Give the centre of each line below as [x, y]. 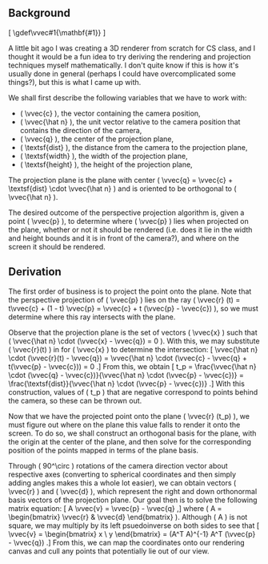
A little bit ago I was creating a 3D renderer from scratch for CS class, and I [132, 48]
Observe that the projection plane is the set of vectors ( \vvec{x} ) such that [133, 332]
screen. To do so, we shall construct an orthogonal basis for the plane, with [132, 433]
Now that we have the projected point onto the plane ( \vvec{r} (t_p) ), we [129, 416]
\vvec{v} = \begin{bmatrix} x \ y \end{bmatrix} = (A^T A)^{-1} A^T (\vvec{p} [132, 534]
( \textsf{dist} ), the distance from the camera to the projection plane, [134, 147]
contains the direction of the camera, [81, 130]
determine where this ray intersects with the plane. [92, 317]
